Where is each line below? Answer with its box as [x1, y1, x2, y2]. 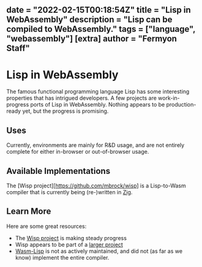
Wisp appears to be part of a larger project [15, 241, 124, 248]
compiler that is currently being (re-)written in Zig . [6, 188, 133, 195]
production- [166, 101, 196, 108]
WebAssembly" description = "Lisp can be [6, 15, 173, 25]
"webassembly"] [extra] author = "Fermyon [6, 34, 178, 44]
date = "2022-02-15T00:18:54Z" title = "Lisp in [6, 5, 191, 15]
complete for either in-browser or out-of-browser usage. [6, 148, 149, 156]
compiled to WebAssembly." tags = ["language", [6, 24, 196, 34]
